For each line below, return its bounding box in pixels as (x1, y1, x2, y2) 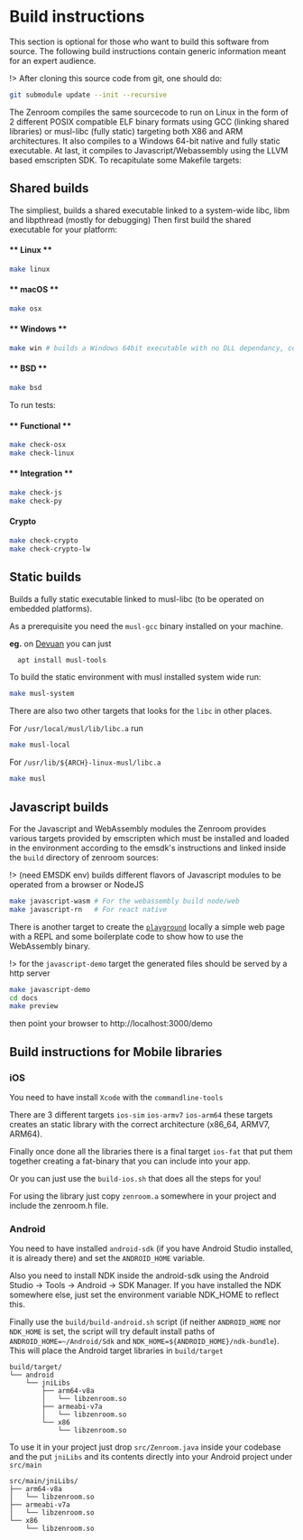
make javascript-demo (9, 985, 91, 994)
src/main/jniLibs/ (9, 1477, 78, 1486)
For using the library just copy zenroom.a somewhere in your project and (9, 1190, 277, 1201)
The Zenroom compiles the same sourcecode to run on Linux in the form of (9, 107, 289, 117)
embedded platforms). (9, 603, 93, 614)
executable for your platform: (9, 224, 118, 235)
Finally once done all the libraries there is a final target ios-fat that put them (9, 1146, 293, 1156)
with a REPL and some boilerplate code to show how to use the (9, 931, 243, 942)
